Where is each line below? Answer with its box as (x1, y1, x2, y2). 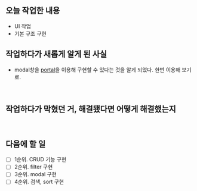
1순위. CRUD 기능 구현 (14, 156, 67, 163)
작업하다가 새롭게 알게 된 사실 (5, 49, 107, 60)
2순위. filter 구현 (14, 163, 53, 171)
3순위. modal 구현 (14, 171, 57, 178)
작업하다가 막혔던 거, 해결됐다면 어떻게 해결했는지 (5, 104, 177, 114)
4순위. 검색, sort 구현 (14, 178, 64, 186)
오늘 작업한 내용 (5, 5, 60, 16)
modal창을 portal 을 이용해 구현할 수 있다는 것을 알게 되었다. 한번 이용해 (14, 66, 181, 73)
